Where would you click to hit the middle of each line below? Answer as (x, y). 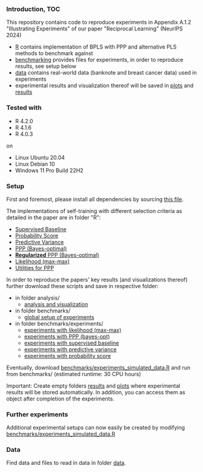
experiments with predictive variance (70, 349)
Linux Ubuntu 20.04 (40, 157)
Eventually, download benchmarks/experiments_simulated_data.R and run (98, 367)
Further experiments (37, 414)
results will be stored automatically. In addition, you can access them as (96, 392)
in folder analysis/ (37, 298)
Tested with (24, 108)
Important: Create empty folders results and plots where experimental (93, 386)
